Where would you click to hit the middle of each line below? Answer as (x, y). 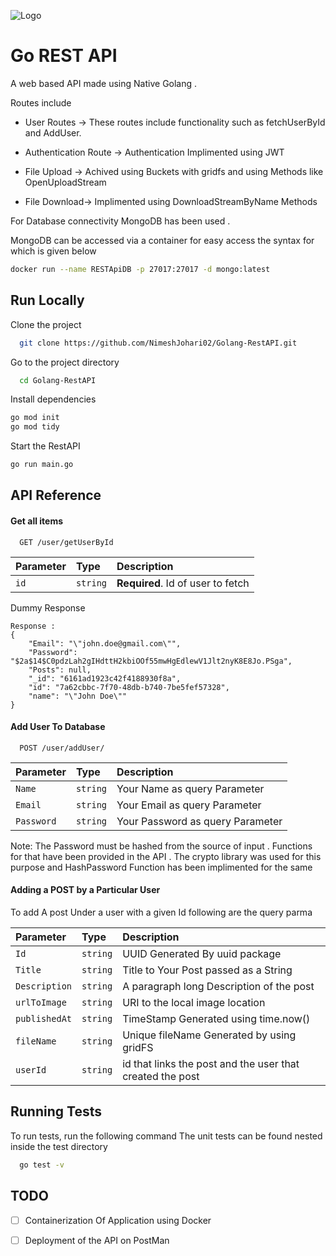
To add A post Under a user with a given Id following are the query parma (161, 912)
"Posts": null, (60, 670)
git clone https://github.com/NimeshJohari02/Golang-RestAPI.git (158, 343)
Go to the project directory (65, 362)
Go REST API (64, 56)
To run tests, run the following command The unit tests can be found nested (166, 1136)
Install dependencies (53, 399)
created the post (161, 1076)
